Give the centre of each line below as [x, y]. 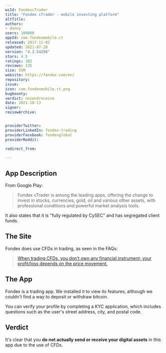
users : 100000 [20, 33]
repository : [17, 80]
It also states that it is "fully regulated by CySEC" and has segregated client [83, 215]
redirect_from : [21, 149]
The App [19, 279]
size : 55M [15, 71]
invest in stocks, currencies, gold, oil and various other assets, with [86, 200]
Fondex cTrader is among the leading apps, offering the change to [85, 195]
